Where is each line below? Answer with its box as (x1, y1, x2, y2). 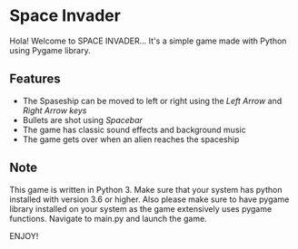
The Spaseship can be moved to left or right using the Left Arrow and (22, 95, 283, 106)
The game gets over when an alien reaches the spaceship (22, 133, 240, 145)
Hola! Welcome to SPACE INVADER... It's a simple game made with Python (9, 35, 287, 46)
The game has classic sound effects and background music (22, 124, 247, 135)
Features (9, 72, 61, 87)
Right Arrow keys (22, 105, 87, 116)
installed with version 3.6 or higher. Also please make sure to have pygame (9, 194, 290, 205)
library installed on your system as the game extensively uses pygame (9, 203, 273, 214)
